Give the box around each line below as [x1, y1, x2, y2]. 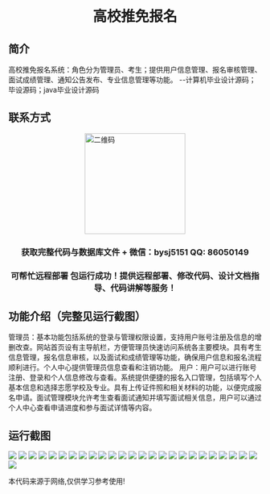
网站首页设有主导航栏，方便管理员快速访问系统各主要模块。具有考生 [35, 342, 262, 352]
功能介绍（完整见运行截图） [8, 309, 146, 323]
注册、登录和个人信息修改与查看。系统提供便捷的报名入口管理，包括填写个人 [8, 372, 262, 383]
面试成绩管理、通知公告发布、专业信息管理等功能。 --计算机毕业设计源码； [8, 75, 256, 85]
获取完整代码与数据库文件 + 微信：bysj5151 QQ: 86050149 [21, 247, 249, 258]
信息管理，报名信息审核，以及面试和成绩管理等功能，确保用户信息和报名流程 [8, 352, 262, 363]
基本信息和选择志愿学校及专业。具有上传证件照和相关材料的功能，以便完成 [8, 383, 255, 392]
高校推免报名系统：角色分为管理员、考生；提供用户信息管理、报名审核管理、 [8, 65, 262, 74]
